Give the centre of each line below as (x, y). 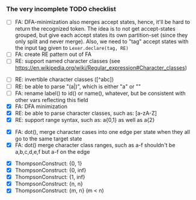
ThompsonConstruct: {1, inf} (50, 177)
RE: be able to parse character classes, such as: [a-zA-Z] (86, 113)
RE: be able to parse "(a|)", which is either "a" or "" (78, 86)
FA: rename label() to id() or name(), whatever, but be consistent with (100, 93)
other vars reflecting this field (51, 100)
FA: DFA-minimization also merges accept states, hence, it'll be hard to (103, 22)
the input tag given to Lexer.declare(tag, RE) (72, 48)
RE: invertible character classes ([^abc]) (64, 79)
